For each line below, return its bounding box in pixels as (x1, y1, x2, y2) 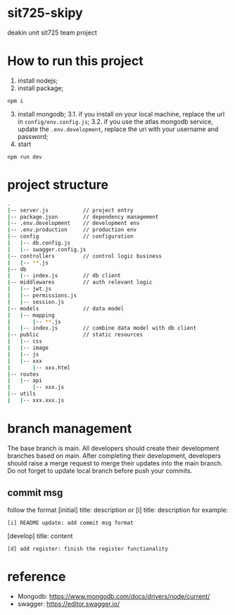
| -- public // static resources (7, 331, 143, 339)
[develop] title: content (7, 531, 73, 540)
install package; (17, 83, 64, 92)
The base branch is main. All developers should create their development (7, 444, 220, 452)
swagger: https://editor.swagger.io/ (17, 599, 120, 608)
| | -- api (7, 377, 42, 384)
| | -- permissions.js (7, 292, 77, 299)
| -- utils (7, 390, 37, 398)
